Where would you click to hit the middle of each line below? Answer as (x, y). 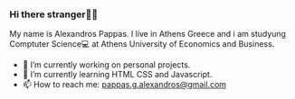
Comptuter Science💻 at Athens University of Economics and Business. (142, 44)
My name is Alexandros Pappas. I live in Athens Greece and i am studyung (148, 34)
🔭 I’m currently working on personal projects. (106, 65)
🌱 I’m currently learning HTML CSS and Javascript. (117, 75)
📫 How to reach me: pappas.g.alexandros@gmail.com (124, 85)
